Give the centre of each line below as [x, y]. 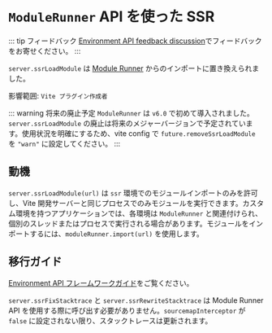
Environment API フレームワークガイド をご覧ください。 [101, 283]
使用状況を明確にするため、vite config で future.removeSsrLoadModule [138, 133]
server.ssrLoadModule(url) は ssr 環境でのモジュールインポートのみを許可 [133, 193]
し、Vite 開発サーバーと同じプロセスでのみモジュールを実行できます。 [126, 203]
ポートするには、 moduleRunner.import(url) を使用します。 [106, 234]
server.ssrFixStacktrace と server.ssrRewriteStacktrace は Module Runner [136, 300]
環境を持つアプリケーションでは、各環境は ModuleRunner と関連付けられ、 [138, 213]
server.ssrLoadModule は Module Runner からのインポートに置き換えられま [134, 68]
